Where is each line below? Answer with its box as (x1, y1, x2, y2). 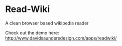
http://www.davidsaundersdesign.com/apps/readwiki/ (5, 35, 117, 41)
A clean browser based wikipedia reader (5, 20, 89, 26)
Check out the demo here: (5, 29, 59, 35)
